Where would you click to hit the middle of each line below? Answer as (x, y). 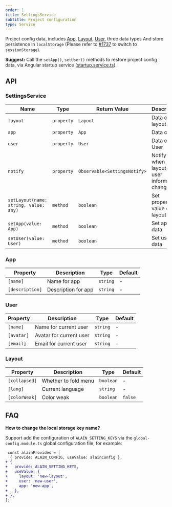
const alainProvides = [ (34, 453)
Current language (63, 389)
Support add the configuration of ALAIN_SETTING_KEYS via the (69, 437)
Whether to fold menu (68, 381)
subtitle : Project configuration (41, 19)
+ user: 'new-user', (32, 481)
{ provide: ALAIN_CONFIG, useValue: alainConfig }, (66, 457)
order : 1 (15, 10)
